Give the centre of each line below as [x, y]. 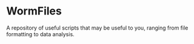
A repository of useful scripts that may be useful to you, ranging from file [97, 28]
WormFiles [34, 11]
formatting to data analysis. [40, 34]
